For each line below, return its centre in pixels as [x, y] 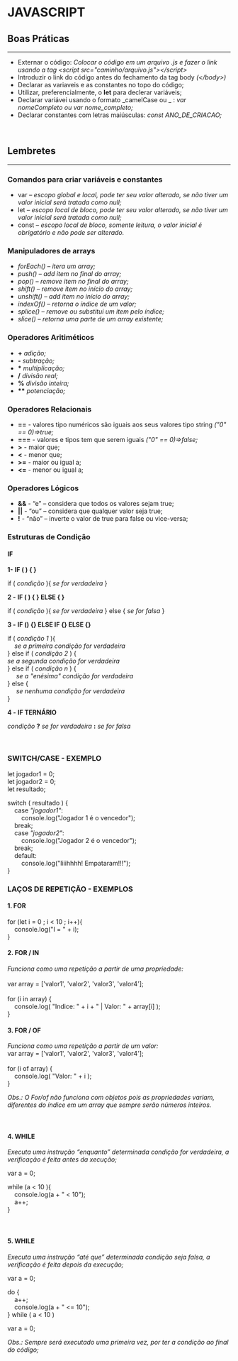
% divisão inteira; [43, 383]
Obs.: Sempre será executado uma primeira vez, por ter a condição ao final [118, 1342]
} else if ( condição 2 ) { [42, 654]
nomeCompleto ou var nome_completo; [75, 108]
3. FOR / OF [24, 1030]
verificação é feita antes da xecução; [62, 1159]
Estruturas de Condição [49, 537]
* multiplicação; [41, 368]
